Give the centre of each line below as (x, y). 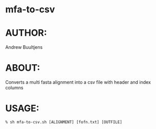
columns (14, 88)
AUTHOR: (26, 33)
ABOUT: (23, 68)
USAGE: (22, 108)
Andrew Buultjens (24, 47)
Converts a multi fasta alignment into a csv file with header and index (78, 82)
